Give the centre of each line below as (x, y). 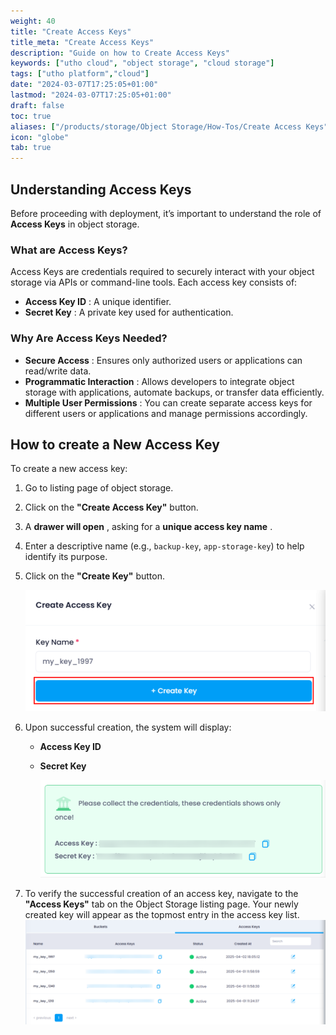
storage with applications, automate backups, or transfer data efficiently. (174, 392)
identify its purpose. (66, 557)
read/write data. (58, 371)
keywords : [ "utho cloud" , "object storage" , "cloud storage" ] (142, 63)
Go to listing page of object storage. (99, 488)
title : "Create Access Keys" (71, 31)
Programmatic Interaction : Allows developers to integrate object (159, 381)
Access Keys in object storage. (75, 224)
